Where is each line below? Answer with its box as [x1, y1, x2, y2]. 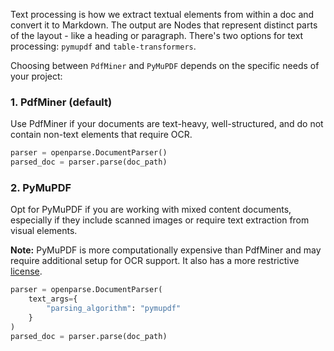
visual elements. [10, 225, 78, 237]
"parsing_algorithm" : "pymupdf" [46, 304, 182, 314]
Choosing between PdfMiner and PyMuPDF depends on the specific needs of [10, 60, 320, 71]
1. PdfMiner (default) [10, 95, 113, 109]
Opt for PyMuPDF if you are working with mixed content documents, [10, 204, 292, 216]
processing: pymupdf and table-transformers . [10, 40, 197, 52]
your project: [10, 70, 63, 82]
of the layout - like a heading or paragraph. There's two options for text [10, 30, 304, 41]
